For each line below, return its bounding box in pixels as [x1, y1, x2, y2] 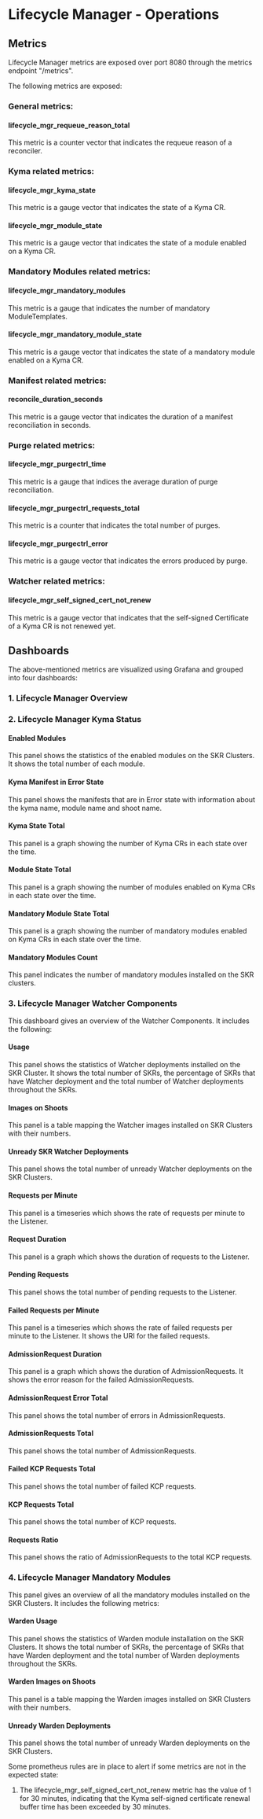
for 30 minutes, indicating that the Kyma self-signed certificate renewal [19, 1794, 250, 1803]
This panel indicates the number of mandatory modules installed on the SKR [8, 970, 254, 980]
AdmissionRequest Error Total [8, 1393, 108, 1402]
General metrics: [8, 101, 74, 112]
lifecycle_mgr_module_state [8, 220, 103, 230]
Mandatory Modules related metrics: [8, 266, 152, 277]
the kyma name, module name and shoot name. [8, 803, 163, 812]
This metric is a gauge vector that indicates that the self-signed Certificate [8, 613, 249, 622]
